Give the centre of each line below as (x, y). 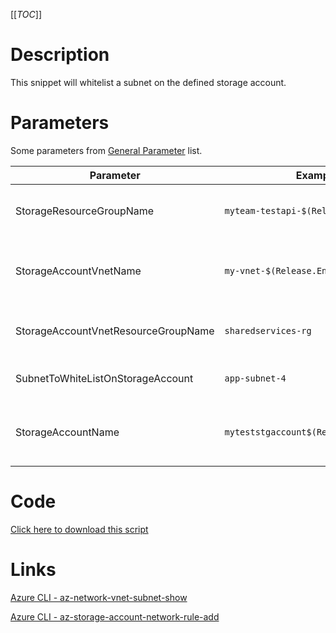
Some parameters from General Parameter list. (106, 150)
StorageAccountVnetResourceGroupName (115, 331)
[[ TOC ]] (26, 14)
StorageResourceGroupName (85, 211)
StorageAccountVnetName (78, 271)
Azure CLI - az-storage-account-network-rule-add (115, 616)
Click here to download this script (79, 529)
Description (60, 55)
